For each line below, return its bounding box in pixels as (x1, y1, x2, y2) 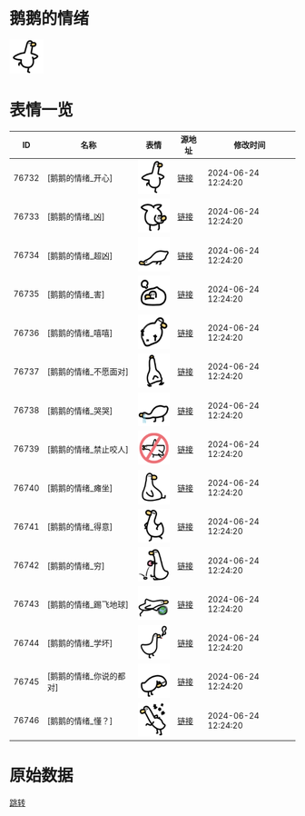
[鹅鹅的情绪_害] (46, 288, 105, 300)
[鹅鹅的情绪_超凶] (46, 250, 113, 261)
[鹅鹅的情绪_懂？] (46, 715, 113, 726)
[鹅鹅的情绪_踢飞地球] (46, 599, 129, 610)
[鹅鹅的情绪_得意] (46, 522, 113, 532)
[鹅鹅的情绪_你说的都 (46, 671, 126, 682)
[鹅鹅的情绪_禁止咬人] (46, 443, 129, 454)
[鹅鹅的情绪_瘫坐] (46, 483, 113, 493)
